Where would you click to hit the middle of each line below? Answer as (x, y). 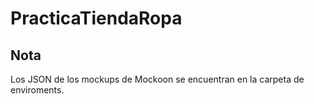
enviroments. (37, 90)
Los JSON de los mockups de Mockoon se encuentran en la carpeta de (157, 79)
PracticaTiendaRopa (96, 18)
